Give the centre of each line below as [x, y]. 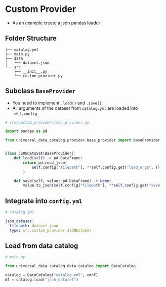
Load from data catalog [41, 246]
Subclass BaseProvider [40, 91]
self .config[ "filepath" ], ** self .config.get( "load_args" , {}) [97, 167]
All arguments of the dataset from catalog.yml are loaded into [75, 108]
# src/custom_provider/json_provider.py [47, 122]
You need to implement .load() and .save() [57, 103]
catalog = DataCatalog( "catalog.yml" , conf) [52, 275]
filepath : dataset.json [34, 226]
